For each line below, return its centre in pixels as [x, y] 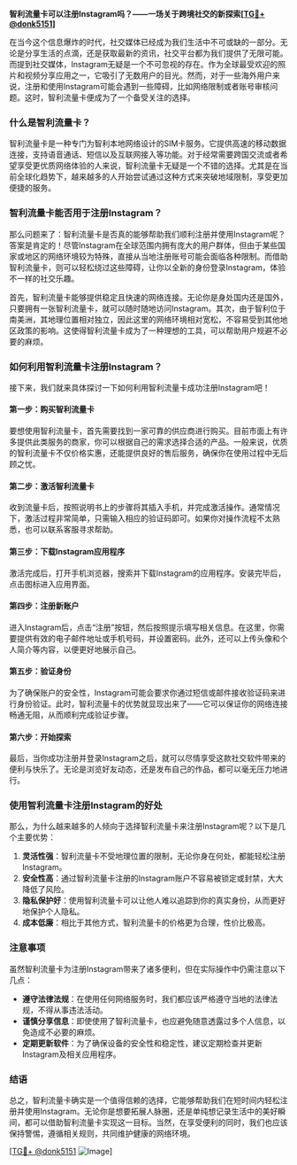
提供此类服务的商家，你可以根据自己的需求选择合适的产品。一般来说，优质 [152, 442]
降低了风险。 [45, 889]
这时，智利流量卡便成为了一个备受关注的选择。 [110, 97]
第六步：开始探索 [40, 737]
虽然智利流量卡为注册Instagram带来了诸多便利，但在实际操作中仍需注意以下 [147, 968]
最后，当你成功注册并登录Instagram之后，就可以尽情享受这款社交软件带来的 [147, 758]
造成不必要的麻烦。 [65, 1032]
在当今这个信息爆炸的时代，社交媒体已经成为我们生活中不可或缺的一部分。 [145, 42]
